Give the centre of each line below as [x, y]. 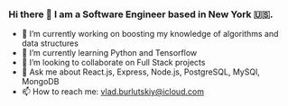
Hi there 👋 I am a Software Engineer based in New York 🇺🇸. [141, 14]
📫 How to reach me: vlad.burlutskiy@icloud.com [113, 92]
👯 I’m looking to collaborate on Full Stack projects [113, 63]
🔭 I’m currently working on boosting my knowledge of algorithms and [150, 34]
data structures [50, 43]
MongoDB [40, 82]
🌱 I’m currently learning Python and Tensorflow [109, 53]
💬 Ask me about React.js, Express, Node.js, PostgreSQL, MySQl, [141, 72]
